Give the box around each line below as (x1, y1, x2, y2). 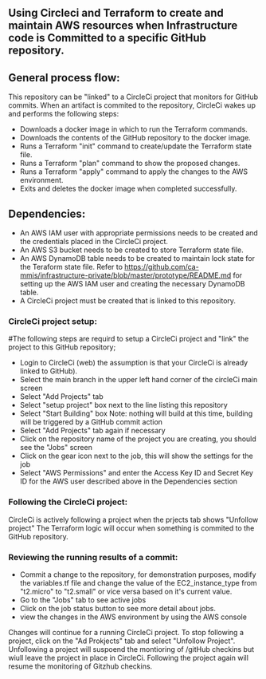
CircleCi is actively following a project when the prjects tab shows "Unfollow (8, 515, 259, 524)
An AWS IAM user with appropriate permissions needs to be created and (19, 228, 259, 238)
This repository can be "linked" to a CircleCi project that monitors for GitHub (8, 92, 259, 102)
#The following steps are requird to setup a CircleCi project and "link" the (8, 334, 249, 344)
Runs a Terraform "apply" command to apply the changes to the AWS (19, 167, 248, 176)
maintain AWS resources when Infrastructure (8, 19, 238, 33)
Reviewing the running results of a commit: (8, 551, 178, 563)
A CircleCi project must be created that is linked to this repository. (19, 296, 237, 306)
